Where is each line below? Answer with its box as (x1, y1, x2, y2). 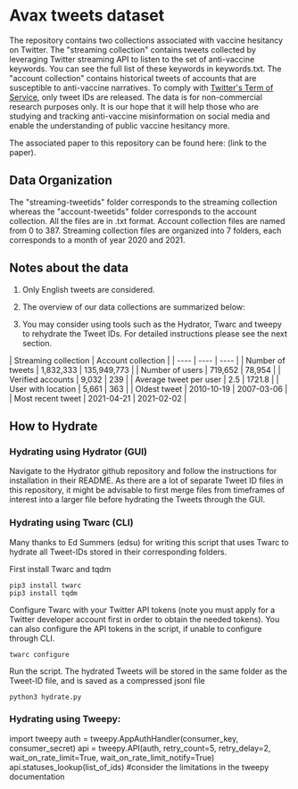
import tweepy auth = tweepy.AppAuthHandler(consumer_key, (9, 733, 239, 743)
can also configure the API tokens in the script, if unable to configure (9, 623, 262, 634)
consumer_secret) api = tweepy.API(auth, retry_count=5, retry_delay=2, (9, 743, 271, 753)
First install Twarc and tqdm (9, 563, 112, 574)
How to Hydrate (9, 419, 98, 434)
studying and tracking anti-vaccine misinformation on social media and (9, 111, 270, 121)
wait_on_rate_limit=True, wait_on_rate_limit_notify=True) (9, 752, 215, 763)
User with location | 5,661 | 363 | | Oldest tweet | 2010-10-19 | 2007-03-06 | (9, 383, 288, 394)
